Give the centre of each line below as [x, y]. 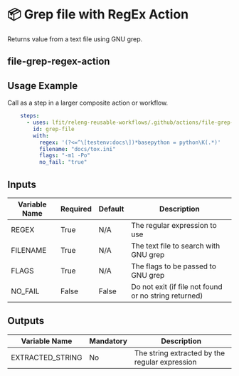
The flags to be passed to [174, 266]
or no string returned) [167, 296]
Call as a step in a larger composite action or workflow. [88, 103]
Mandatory [108, 341]
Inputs [22, 184]
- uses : [38, 122]
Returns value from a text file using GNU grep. [75, 39]
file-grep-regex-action [59, 62]
